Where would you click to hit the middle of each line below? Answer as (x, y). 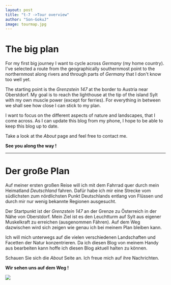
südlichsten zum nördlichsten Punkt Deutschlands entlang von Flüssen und (84, 196)
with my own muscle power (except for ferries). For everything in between (83, 100)
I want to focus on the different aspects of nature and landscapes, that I (80, 115)
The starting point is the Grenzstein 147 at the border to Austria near (77, 89)
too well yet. (18, 80)
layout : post (19, 10)
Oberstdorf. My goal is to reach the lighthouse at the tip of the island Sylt (81, 95)
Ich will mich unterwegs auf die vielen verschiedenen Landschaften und (81, 237)
